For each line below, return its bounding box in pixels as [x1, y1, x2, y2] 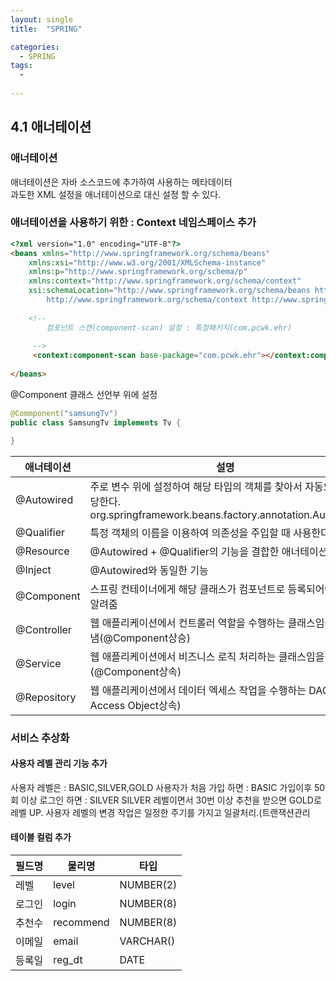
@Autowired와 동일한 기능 [89, 563, 209, 577]
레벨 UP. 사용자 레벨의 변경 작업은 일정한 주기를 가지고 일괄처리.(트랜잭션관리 [10, 806, 311, 818]
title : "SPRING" [10, 24, 83, 34]
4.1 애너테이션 [10, 119, 92, 136]
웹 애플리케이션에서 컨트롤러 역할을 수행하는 [89, 616, 286, 630]
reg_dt [53, 952, 83, 966]
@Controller [15, 622, 72, 636]
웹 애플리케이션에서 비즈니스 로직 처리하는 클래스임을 [89, 649, 325, 663]
